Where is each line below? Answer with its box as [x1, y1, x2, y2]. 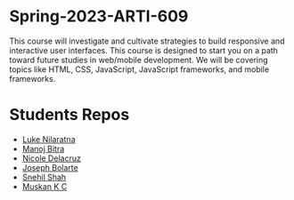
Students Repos [9, 105, 130, 125]
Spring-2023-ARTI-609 [9, 6, 189, 27]
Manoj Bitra [21, 143, 65, 154]
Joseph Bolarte [21, 162, 78, 172]
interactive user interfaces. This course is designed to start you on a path [9, 44, 279, 55]
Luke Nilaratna [21, 133, 76, 144]
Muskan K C [21, 180, 68, 192]
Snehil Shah [21, 172, 67, 182]
